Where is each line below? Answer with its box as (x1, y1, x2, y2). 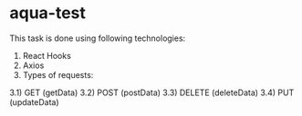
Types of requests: (22, 69, 94, 80)
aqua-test (9, 3, 87, 24)
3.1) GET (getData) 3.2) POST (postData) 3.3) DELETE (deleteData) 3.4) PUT (9, 87, 295, 98)
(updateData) (9, 96, 59, 107)
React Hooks (22, 50, 71, 61)
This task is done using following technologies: (9, 33, 186, 43)
